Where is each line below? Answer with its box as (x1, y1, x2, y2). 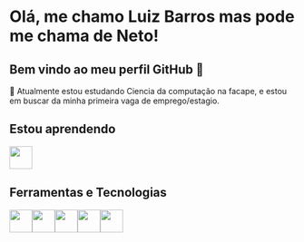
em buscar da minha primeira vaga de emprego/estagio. (9, 95, 220, 106)
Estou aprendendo (9, 121, 116, 137)
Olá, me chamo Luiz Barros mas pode (9, 6, 295, 27)
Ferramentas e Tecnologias (9, 185, 168, 200)
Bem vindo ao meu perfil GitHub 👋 (9, 62, 204, 77)
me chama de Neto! (9, 25, 160, 46)
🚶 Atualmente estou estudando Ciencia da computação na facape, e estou (9, 86, 288, 96)
